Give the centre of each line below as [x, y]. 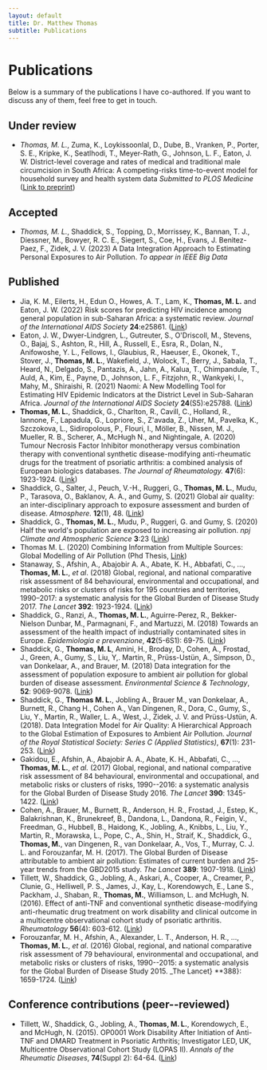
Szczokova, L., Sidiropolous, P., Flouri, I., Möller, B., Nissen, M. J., [127, 428]
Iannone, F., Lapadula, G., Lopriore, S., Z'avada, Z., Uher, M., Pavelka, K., [139, 420]
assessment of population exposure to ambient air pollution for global [134, 674]
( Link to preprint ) [47, 188]
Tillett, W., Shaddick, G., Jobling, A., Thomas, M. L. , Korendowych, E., [134, 1024]
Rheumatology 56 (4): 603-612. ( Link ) [81, 928]
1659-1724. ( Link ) [48, 979]
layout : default [35, 16]
